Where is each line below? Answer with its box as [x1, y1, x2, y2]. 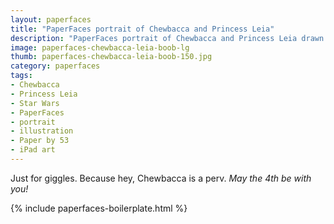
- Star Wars [10, 98, 60, 108]
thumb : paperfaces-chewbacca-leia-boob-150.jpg [10, 52, 213, 62]
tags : [10, 71, 33, 81]
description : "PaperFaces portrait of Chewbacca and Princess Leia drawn [10, 33, 325, 43]
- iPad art [10, 145, 56, 155]
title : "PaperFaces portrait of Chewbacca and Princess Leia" [10, 24, 275, 34]
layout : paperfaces [10, 14, 92, 25]
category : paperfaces [10, 61, 101, 71]
